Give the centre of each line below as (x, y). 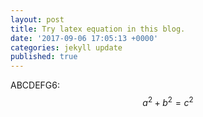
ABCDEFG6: (35, 85)
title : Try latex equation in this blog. (98, 29)
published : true (44, 57)
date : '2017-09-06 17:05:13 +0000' (84, 38)
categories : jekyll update (66, 47)
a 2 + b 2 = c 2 (168, 101)
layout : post (37, 19)
